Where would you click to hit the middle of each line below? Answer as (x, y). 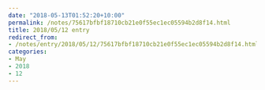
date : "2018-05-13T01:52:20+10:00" (67, 15)
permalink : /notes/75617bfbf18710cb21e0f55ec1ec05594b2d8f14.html (119, 23)
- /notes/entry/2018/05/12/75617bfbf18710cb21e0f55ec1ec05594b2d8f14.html (134, 45)
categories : (28, 52)
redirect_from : (33, 37)
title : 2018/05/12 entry (49, 30)
